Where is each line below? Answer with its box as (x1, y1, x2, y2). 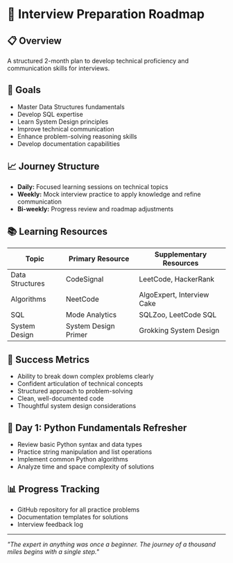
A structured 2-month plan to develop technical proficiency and (7, 57, 189, 65)
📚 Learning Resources (7, 226, 108, 238)
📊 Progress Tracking (7, 483, 100, 496)
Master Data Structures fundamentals (17, 102, 125, 111)
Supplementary (154, 250, 207, 259)
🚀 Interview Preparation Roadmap (7, 6, 205, 22)
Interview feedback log (17, 520, 83, 528)
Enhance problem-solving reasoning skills (17, 132, 137, 140)
